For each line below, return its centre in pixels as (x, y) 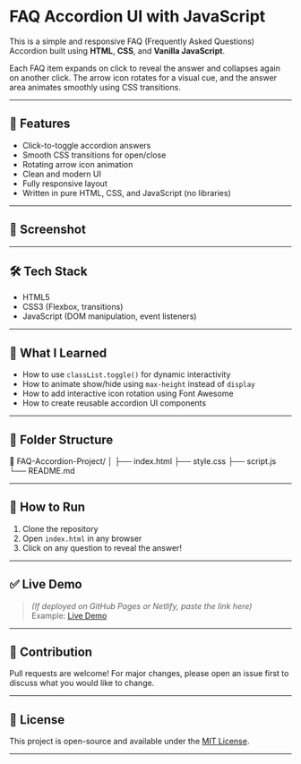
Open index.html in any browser (82, 538)
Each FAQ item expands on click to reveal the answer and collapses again (145, 68)
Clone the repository (60, 528)
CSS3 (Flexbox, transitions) (73, 307)
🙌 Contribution (51, 652)
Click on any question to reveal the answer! (102, 547)
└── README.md (42, 471)
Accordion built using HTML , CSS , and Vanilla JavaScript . (117, 50)
